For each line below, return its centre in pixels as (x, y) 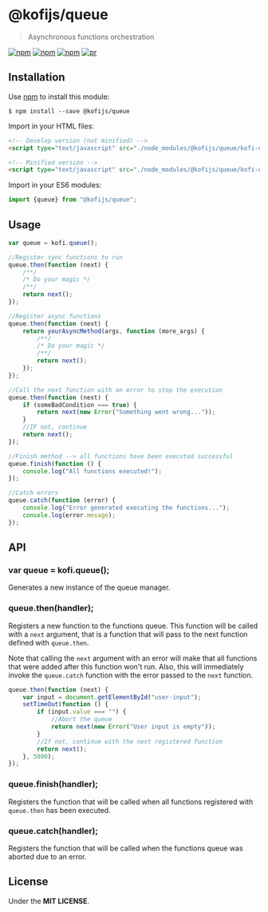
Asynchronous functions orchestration (91, 37)
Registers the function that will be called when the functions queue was (126, 848)
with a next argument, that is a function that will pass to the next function (128, 634)
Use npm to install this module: (59, 97)
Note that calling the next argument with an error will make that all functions (133, 658)
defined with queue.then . (49, 642)
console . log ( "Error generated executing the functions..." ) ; (126, 508)
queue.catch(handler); (53, 831)
